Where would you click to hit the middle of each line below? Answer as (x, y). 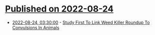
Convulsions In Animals (36, 27)
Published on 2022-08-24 (59, 9)
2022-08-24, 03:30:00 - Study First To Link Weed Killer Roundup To (81, 22)
